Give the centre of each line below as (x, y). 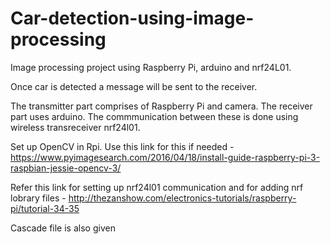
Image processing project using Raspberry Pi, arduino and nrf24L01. (151, 67)
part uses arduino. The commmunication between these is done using (154, 116)
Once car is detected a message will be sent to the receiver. (134, 86)
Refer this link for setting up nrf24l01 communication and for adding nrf (157, 187)
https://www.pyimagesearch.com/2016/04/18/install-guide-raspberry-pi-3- (165, 157)
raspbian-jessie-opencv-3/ (66, 168)
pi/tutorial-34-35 (45, 208)
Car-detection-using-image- (132, 18)
